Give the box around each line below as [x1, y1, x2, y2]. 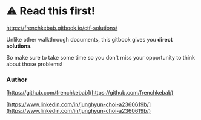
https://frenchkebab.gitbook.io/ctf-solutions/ [6, 24, 118, 31]
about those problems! [6, 60, 63, 68]
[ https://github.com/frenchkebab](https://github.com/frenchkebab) [6, 89, 174, 96]
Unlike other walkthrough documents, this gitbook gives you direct [6, 36, 173, 43]
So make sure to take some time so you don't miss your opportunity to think [6, 54, 196, 61]
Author [6, 75, 28, 84]
